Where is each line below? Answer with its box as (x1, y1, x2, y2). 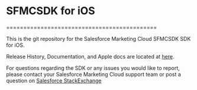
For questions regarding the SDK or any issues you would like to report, (6, 64, 180, 72)
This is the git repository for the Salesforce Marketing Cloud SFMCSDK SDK (6, 35, 191, 42)
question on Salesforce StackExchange (6, 77, 102, 84)
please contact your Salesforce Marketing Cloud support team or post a (6, 70, 182, 78)
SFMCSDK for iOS (6, 4, 96, 18)
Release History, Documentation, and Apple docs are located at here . (6, 53, 175, 60)
